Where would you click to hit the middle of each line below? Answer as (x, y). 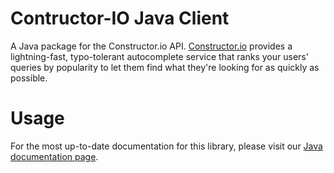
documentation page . (54, 156)
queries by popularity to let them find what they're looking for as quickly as (165, 67)
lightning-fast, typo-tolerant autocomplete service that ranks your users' (159, 56)
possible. (29, 78)
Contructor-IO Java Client (120, 18)
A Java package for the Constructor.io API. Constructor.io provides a (151, 46)
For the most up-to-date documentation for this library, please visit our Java (166, 146)
